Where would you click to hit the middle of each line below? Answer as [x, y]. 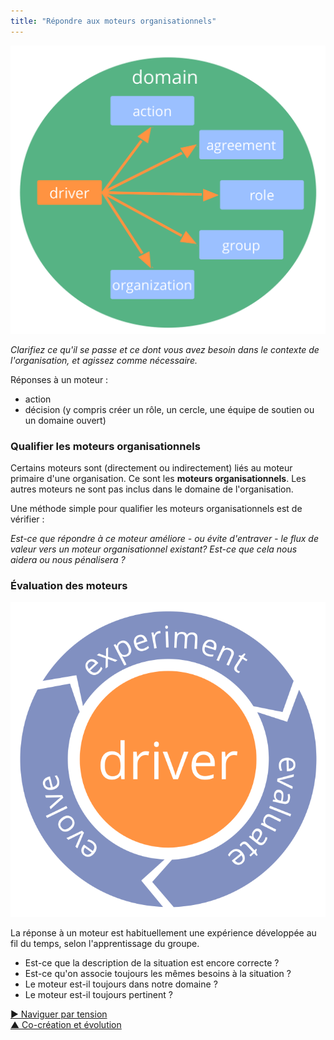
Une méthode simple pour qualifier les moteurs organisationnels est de [156, 509]
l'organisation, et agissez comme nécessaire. [104, 360]
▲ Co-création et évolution [66, 1025]
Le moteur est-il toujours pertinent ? [98, 995]
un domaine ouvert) [65, 420]
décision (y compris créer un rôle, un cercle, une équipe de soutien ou [169, 409]
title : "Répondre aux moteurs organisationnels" [113, 21]
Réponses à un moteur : [59, 379]
